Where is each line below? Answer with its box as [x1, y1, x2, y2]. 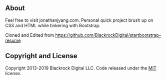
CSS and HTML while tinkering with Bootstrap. [5, 22, 101, 28]
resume [5, 37, 21, 43]
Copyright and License [5, 52, 77, 60]
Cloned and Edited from [5, 32, 54, 38]
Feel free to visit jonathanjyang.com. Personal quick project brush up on [5, 17, 153, 23]
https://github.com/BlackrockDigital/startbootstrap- [54, 32, 161, 38]
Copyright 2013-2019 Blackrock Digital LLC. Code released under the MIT [5, 65, 156, 71]
